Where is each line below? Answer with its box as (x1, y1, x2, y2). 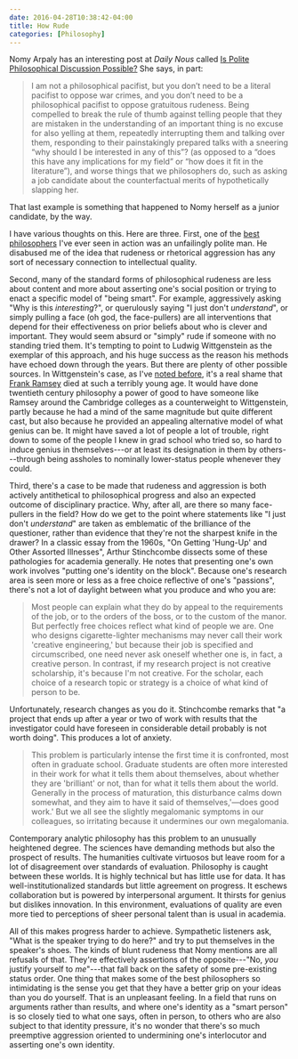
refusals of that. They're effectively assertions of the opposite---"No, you (9, 954, 278, 966)
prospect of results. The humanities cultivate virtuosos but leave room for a (9, 852, 286, 863)
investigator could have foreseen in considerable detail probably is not (9, 723, 267, 734)
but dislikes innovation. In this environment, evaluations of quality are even (9, 900, 283, 910)
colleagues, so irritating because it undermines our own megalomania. (30, 816, 289, 827)
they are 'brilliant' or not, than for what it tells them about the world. (30, 778, 278, 788)
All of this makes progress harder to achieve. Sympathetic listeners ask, (9, 926, 272, 937)
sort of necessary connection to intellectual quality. (9, 257, 197, 268)
